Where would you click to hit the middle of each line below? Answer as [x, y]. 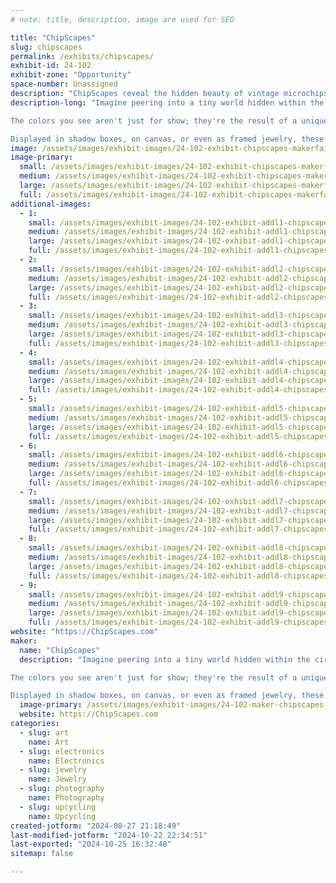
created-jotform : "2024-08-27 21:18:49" [96, 826]
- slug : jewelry [53, 770]
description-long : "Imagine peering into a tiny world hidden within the [167, 102]
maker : [24, 641]
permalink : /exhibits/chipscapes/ [82, 56]
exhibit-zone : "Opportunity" [71, 75]
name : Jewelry [57, 779]
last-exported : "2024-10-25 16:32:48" [91, 844]
